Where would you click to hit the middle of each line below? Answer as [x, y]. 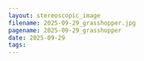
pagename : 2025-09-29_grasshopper [65, 30]
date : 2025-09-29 [37, 38]
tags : [17, 45]
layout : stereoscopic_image [55, 15]
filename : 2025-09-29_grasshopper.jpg [72, 23]
